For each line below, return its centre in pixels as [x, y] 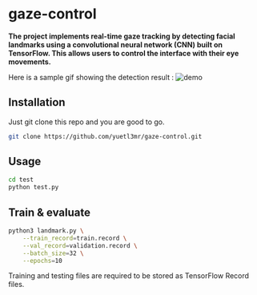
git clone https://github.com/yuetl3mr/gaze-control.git [105, 136]
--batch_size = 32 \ [53, 253]
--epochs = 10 [42, 261]
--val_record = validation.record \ [80, 245]
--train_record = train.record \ [75, 238]
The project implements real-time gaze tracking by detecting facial [122, 36]
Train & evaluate [49, 212]
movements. [30, 62]
